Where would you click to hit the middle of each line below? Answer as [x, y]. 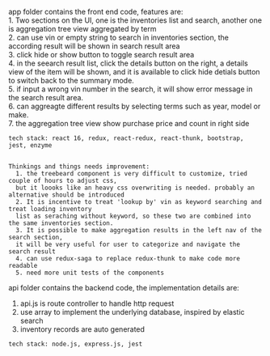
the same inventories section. [61, 223]
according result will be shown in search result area [94, 46]
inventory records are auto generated [82, 329]
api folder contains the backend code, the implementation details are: [124, 288]
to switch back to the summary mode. [72, 81]
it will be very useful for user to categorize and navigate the [128, 244]
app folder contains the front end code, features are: [96, 12]
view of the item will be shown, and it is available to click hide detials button [134, 72]
